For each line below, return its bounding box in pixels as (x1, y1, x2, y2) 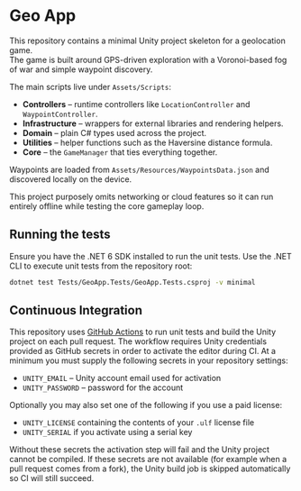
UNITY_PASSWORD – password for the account (22, 382, 184, 393)
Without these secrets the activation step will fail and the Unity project (9, 444, 270, 455)
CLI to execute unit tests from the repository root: (9, 260, 193, 271)
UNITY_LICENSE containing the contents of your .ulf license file (22, 417, 255, 428)
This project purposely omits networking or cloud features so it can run (9, 191, 274, 202)
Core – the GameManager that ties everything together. (22, 146, 218, 158)
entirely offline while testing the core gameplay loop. (9, 200, 205, 212)
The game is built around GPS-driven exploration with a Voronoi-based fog (9, 54, 287, 65)
